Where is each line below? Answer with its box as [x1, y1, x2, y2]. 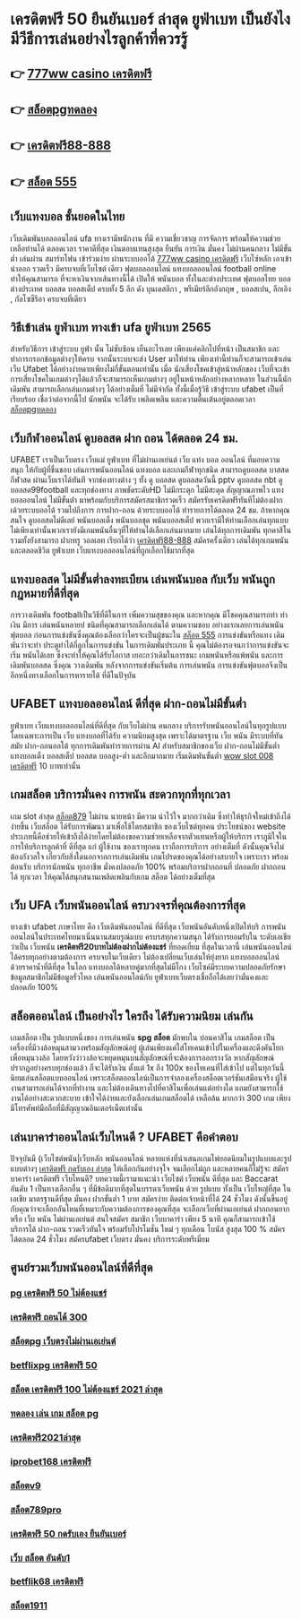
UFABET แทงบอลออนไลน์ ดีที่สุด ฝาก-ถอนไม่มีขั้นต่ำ [10, 696, 247, 711]
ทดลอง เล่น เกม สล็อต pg [10, 1407, 99, 1419]
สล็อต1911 [10, 1599, 48, 1612]
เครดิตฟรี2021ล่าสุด [10, 1431, 82, 1443]
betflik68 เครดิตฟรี [10, 1575, 84, 1588]
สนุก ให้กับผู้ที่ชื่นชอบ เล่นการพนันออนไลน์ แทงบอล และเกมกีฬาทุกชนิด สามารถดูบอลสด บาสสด [10, 464, 289, 475]
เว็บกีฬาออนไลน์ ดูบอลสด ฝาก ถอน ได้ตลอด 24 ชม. [10, 430, 239, 445]
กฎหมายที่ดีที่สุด [10, 585, 80, 600]
